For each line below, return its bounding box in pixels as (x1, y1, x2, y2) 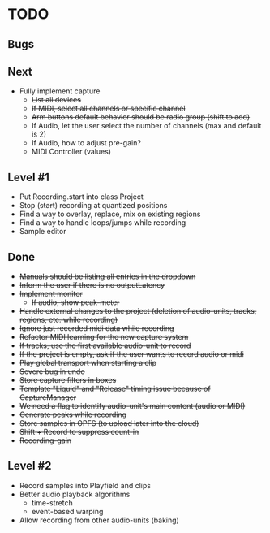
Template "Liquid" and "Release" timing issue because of (19, 383, 212, 394)
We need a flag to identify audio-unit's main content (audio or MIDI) (19, 401, 246, 411)
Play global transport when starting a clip (19, 358, 157, 368)
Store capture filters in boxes (19, 375, 117, 385)
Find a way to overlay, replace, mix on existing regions (19, 209, 201, 219)
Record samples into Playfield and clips (19, 480, 152, 490)
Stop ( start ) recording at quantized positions (19, 201, 168, 210)
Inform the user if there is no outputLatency (19, 280, 165, 290)
